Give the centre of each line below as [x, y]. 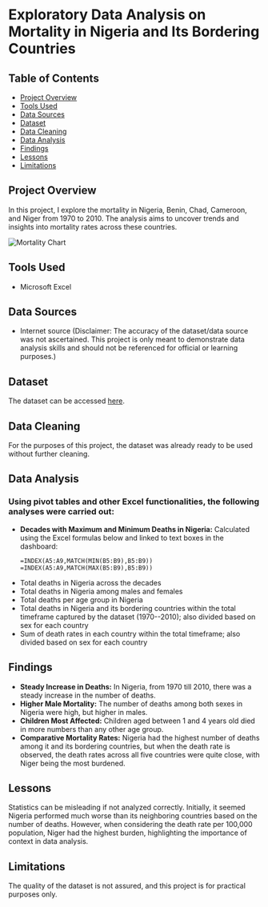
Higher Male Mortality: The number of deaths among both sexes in [131, 703]
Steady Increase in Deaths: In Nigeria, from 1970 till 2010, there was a [136, 686]
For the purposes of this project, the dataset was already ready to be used [131, 446]
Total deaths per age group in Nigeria [82, 599]
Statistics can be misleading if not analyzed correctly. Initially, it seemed [127, 807]
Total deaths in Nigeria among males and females [101, 591]
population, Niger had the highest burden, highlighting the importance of [128, 833]
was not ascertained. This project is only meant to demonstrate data [132, 340]
